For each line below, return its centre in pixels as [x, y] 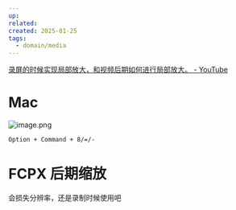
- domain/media [41, 46]
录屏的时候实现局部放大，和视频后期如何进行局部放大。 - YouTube [118, 70]
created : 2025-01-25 [43, 31]
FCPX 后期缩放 [58, 174]
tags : [17, 38]
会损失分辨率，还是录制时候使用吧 [65, 198]
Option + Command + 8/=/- [52, 140]
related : [23, 23]
